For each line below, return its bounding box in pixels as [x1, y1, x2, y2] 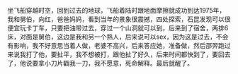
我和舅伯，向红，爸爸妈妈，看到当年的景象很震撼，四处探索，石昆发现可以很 [7, 15, 231, 23]
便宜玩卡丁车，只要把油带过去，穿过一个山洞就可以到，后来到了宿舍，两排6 [7, 24, 229, 32]
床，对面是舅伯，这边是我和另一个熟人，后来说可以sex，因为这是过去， [7, 32, 216, 41]
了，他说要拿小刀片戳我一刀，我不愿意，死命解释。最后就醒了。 [7, 59, 193, 67]
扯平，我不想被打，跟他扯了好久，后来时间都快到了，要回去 [56, 50, 231, 58]
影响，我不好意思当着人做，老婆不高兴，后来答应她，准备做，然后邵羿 [13, 42, 218, 49]
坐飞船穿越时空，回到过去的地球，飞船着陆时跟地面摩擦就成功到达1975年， [7, 6, 226, 14]
